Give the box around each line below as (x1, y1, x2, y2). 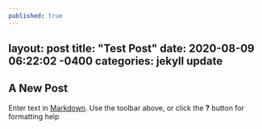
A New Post (8, 81, 69, 95)
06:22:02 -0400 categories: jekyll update (8, 54, 223, 69)
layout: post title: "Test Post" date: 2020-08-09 (8, 42, 255, 56)
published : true (8, 11, 63, 20)
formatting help (8, 111, 60, 121)
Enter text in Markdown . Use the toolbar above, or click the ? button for (8, 102, 244, 113)
